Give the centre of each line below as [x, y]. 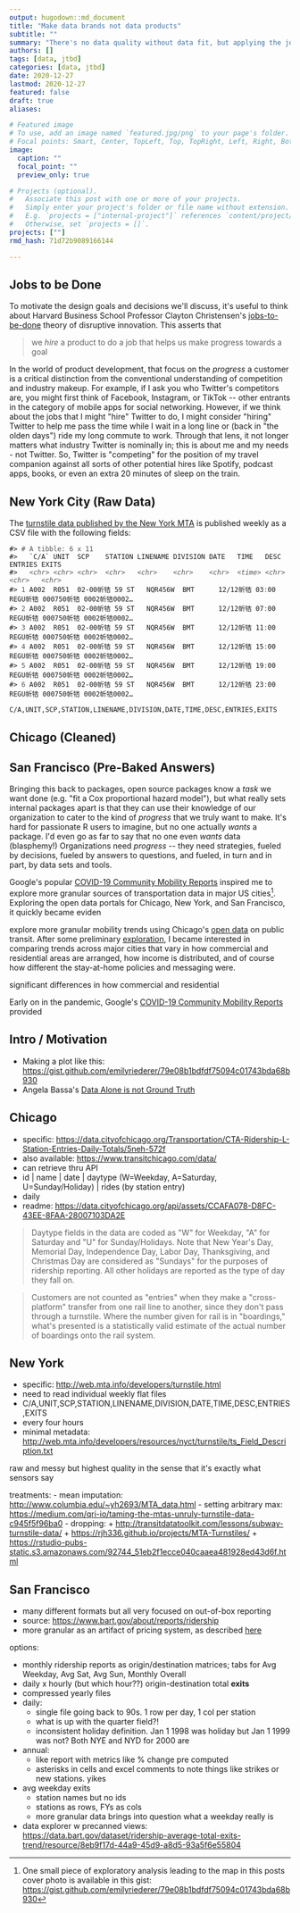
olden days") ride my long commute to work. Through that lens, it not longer [149, 436]
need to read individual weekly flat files [94, 1394]
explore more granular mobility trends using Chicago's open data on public [147, 929]
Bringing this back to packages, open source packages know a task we [141, 789]
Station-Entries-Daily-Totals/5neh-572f [94, 1149]
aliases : [25, 109]
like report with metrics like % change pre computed [132, 1759]
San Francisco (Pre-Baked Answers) [112, 768]
